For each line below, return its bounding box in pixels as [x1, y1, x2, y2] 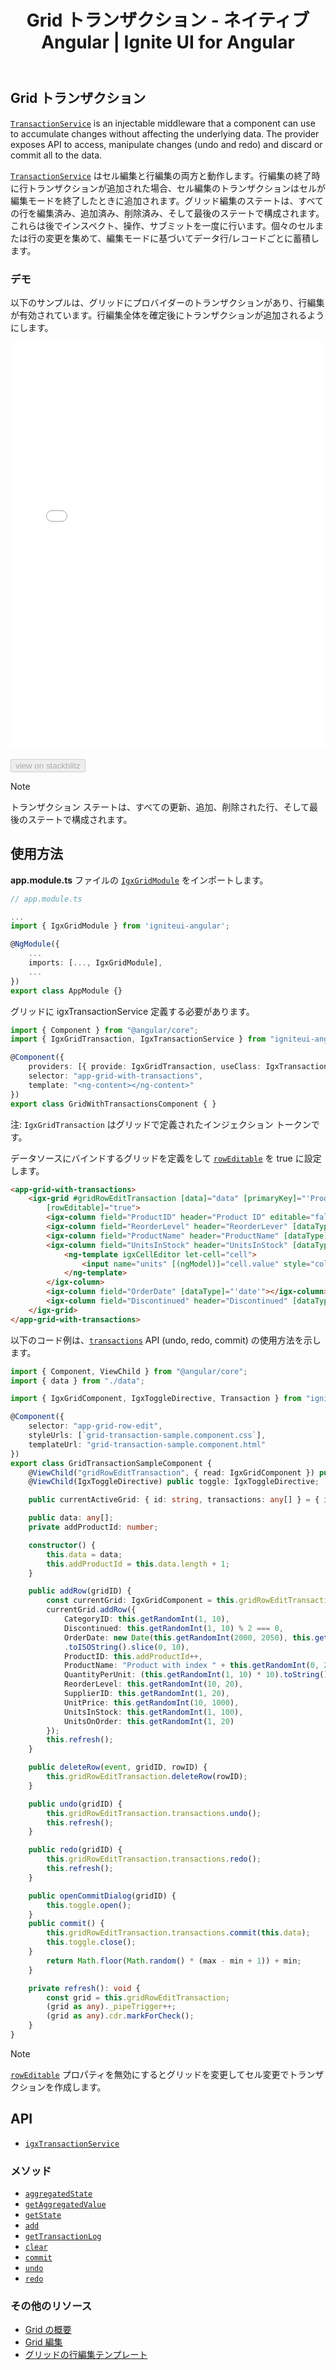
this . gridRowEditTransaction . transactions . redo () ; [46, 1854, 262, 1865]
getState [24, 2211, 62, 2221]
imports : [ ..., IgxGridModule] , [28, 958, 163, 968]
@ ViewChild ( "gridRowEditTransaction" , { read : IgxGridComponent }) [28, 1467, 315, 1478]
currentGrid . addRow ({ [46, 1605, 137, 1615]
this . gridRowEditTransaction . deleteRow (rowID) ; [46, 1772, 248, 1782]
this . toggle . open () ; [46, 1900, 132, 1910]
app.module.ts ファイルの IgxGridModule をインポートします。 [10, 874, 269, 886]
